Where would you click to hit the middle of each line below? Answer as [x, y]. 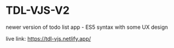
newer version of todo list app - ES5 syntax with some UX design [87, 27]
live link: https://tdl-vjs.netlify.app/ [49, 38]
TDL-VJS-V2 [38, 10]
